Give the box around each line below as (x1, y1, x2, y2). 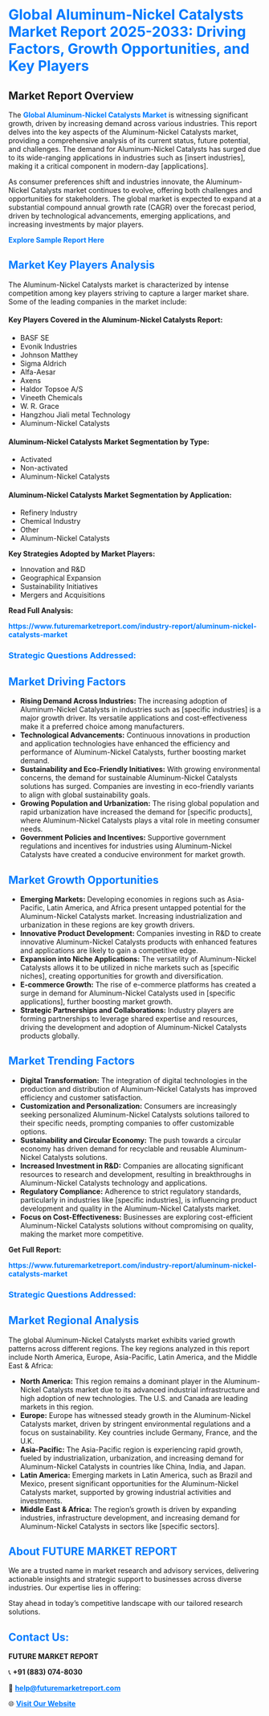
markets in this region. (19, 1402, 94, 1412)
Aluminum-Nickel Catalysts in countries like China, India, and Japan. (19, 1461, 247, 1471)
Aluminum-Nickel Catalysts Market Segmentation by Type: (8, 436, 210, 447)
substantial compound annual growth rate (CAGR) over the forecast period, (8, 202, 257, 212)
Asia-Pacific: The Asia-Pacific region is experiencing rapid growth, (19, 1444, 243, 1454)
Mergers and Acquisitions (19, 590, 106, 600)
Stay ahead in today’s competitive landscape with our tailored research (8, 1599, 243, 1608)
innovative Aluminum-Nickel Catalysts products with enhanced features (19, 937, 258, 946)
